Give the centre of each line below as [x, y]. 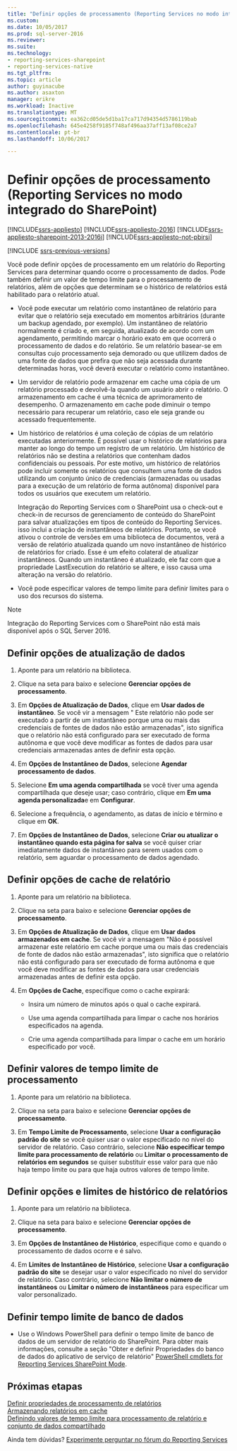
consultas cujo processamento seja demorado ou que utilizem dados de [122, 354]
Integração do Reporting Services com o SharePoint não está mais [104, 624]
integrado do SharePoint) [82, 210]
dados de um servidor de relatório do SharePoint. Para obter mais [113, 1341]
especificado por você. [62, 1047]
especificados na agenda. [66, 1025]
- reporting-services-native [50, 66]
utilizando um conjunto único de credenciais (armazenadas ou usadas [119, 479]
